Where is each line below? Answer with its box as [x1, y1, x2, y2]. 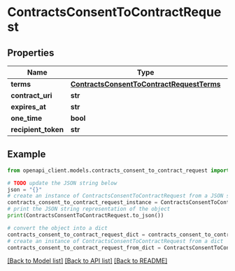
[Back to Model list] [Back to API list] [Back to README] [7, 256, 168, 265]
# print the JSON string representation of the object [7, 205, 171, 213]
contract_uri [10, 91, 52, 100]
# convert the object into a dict [7, 224, 108, 231]
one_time [10, 113, 43, 123]
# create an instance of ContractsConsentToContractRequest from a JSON [7, 193, 224, 200]
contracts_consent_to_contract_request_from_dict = [7, 244, 161, 251]
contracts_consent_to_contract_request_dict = [7, 231, 145, 238]
